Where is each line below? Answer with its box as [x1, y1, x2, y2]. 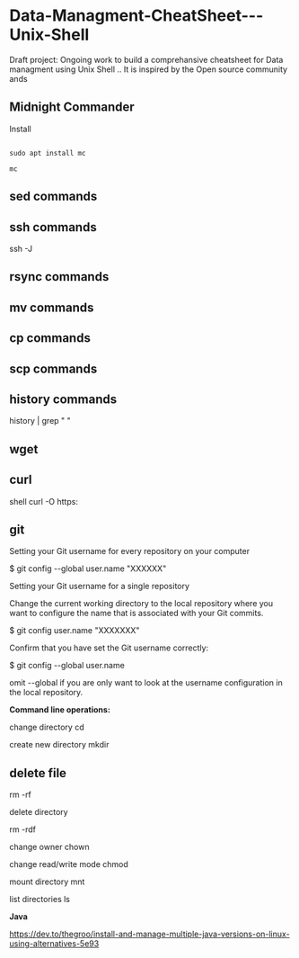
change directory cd [9, 721, 84, 733]
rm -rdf [9, 824, 36, 835]
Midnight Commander [9, 100, 135, 115]
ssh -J [9, 243, 33, 254]
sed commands [9, 189, 98, 204]
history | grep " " [9, 416, 72, 426]
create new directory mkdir [9, 739, 110, 750]
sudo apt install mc [9, 148, 87, 157]
